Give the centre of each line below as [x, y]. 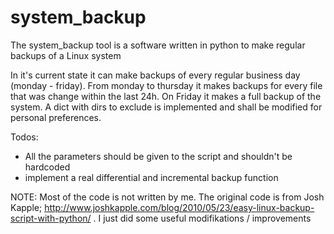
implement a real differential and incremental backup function [151, 177]
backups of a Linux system [66, 55]
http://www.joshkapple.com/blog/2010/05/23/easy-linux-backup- [179, 207]
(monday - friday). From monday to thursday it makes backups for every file [166, 85]
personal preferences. [56, 117]
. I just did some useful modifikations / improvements [202, 218]
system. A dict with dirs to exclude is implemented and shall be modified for [166, 107]
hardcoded [47, 167]
